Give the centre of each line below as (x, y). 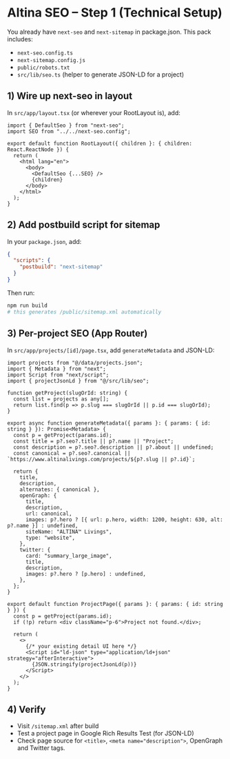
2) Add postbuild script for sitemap (84, 225)
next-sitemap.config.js (51, 60)
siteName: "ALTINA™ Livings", (69, 532)
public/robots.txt (43, 68)
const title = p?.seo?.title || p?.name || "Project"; (94, 441)
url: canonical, (49, 514)
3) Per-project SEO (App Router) (77, 333)
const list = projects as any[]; (61, 399)
